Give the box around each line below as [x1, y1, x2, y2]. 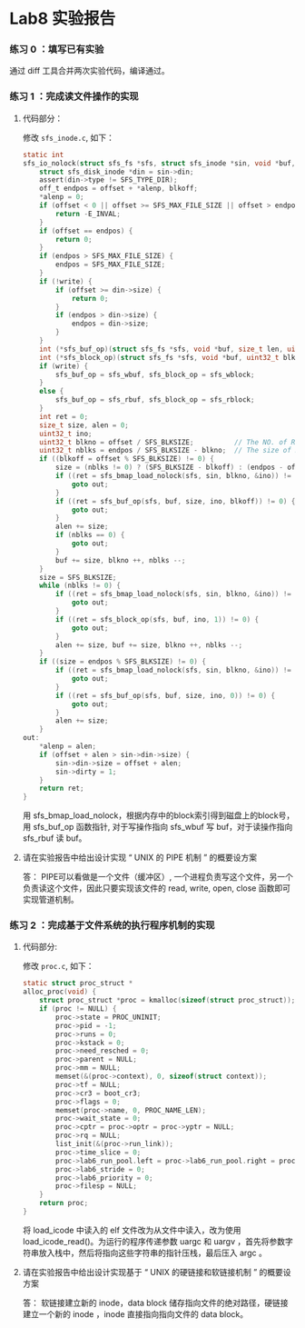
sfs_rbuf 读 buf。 [22, 833, 87, 844]
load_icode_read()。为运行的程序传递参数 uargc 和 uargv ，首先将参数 [22, 1235, 286, 1246]
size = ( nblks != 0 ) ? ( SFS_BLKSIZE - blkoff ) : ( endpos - [55, 463, 284, 473]
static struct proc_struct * [22, 979, 133, 988]
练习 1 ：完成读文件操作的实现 [9, 90, 139, 103]
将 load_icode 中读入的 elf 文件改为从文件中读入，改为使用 [22, 1224, 242, 1235]
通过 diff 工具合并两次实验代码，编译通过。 [9, 65, 170, 76]
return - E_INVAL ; [55, 209, 121, 218]
